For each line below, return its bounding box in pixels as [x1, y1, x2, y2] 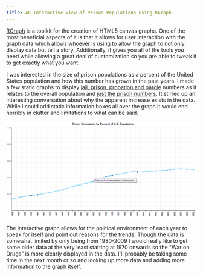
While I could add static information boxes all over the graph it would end [6, 102, 188, 110]
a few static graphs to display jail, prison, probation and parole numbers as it [6, 83, 197, 90]
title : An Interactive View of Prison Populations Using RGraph [6, 10, 172, 16]
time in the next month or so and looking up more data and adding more [6, 257, 185, 264]
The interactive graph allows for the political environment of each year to [6, 225, 188, 232]
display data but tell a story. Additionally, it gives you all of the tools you [6, 46, 184, 54]
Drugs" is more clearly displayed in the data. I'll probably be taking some [6, 250, 187, 257]
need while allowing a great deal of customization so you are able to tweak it [6, 52, 197, 60]
